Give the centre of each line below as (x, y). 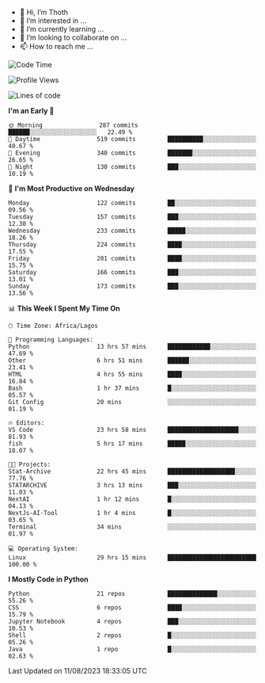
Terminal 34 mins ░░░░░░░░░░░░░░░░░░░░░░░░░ (132, 527)
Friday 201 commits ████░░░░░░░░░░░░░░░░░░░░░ (132, 258)
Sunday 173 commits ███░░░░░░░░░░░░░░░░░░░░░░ (132, 286)
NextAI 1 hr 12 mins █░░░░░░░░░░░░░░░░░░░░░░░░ (132, 499)
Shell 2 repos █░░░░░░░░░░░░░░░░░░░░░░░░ (132, 635)
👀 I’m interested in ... (53, 21)
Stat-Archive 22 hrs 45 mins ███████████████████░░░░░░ (132, 471)
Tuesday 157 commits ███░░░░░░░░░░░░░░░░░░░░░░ (132, 217)
